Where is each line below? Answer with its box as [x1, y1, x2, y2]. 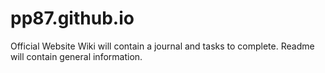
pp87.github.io [10, 7, 135, 30]
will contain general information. [10, 50, 143, 62]
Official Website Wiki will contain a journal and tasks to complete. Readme [10, 40, 315, 52]
